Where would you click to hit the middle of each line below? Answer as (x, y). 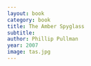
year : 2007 (23, 45)
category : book (29, 20)
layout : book (26, 13)
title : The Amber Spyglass (46, 26)
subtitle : (21, 33)
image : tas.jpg (29, 52)
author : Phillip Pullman (43, 39)
